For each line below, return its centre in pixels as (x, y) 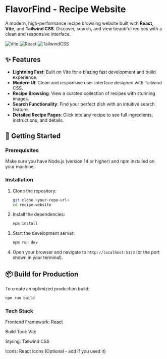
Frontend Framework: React (34, 322)
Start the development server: (44, 233)
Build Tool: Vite (21, 332)
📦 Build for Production (42, 274)
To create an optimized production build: (47, 289)
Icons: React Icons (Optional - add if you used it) (55, 351)
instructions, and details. (38, 120)
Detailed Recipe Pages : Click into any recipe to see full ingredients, (82, 115)
